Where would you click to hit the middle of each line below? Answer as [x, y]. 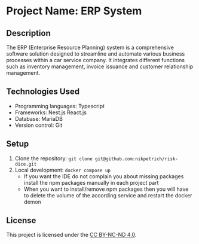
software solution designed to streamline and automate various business [96, 54]
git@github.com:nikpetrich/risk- [136, 159]
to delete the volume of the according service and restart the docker [108, 195]
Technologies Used [43, 92]
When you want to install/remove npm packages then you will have [106, 189]
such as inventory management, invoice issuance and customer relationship [100, 66]
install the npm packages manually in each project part [91, 182]
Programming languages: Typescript [60, 106]
